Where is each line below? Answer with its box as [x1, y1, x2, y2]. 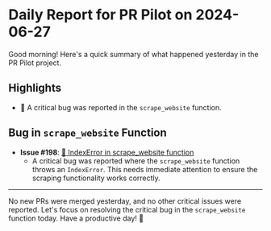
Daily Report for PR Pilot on [8, 6, 193, 24]
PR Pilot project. [8, 58, 62, 68]
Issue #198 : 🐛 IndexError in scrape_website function [19, 147, 194, 157]
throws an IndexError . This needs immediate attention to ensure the [31, 164, 258, 174]
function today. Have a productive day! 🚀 [8, 213, 144, 223]
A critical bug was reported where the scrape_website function [31, 155, 240, 166]
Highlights [8, 81, 62, 95]
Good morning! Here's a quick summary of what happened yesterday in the [8, 49, 259, 59]
